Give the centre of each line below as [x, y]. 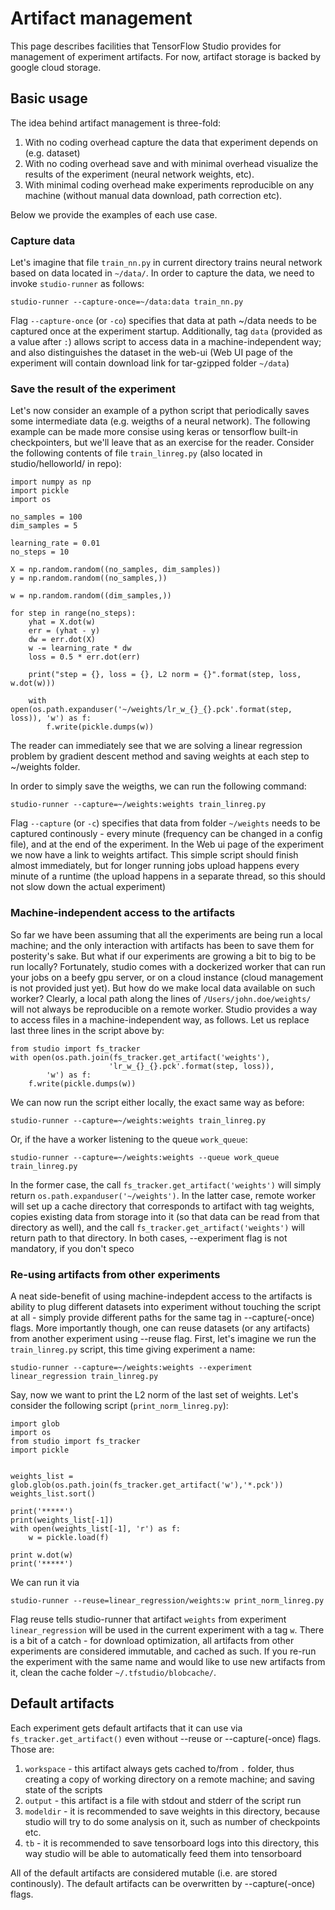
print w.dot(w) [42, 1555]
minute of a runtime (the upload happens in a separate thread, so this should [168, 876]
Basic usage [49, 98]
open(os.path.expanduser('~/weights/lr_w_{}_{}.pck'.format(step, [151, 710]
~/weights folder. [45, 767]
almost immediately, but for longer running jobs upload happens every [155, 866]
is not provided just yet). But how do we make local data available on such [163, 988]
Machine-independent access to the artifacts [123, 913]
